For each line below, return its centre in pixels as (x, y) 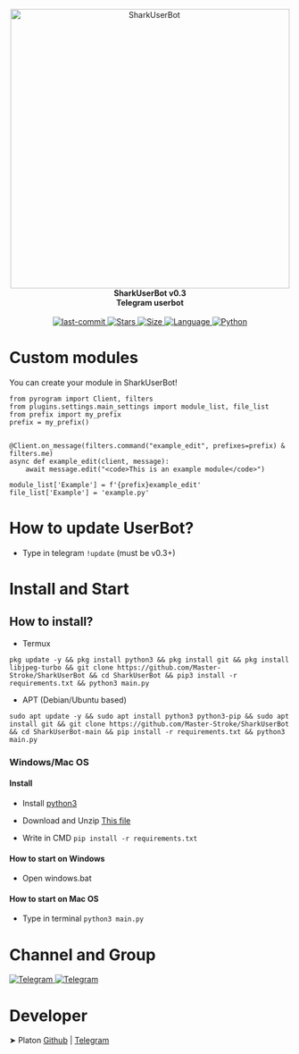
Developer (48, 1016)
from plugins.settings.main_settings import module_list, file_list (139, 407)
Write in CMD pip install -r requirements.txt (110, 838)
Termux (36, 643)
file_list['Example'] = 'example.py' (79, 493)
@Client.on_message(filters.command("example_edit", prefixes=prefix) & (147, 446)
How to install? (51, 622)
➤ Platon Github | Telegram (59, 1041)
